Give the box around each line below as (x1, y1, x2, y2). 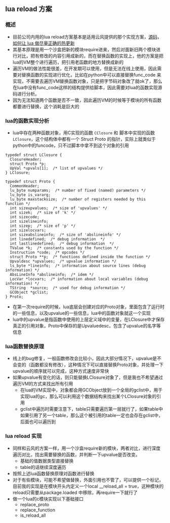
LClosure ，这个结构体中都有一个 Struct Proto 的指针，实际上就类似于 (12, 136, 156, 142)
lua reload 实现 (5, 432, 42, 439)
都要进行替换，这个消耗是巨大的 (12, 103, 79, 109)
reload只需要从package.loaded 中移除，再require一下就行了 (12, 489, 138, 495)
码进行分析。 (12, 91, 39, 97)
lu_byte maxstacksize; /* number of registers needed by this (10, 196, 146, 202)
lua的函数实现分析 (5, 117, 50, 124)
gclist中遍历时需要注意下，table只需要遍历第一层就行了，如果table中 (20, 406, 163, 412)
